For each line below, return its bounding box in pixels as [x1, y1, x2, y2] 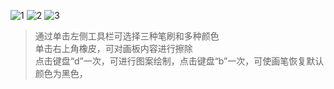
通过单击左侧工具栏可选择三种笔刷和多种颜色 [34, 30, 220, 42]
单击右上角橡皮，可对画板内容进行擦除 [34, 43, 193, 54]
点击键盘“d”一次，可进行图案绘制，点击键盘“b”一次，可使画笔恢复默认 [34, 55, 325, 67]
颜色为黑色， [34, 68, 88, 79]
